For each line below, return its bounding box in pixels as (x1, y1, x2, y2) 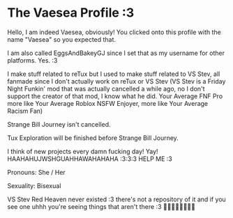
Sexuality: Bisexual (7, 181, 61, 189)
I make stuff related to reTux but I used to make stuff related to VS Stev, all (7, 70, 220, 78)
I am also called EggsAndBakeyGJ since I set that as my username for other (7, 49, 225, 57)
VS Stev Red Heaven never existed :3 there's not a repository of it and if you (7, 195, 227, 203)
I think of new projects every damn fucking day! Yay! (7, 147, 158, 155)
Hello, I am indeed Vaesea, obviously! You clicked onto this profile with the (7, 28, 221, 36)
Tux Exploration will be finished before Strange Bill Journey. (7, 134, 179, 142)
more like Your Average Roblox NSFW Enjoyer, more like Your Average (7, 99, 209, 107)
